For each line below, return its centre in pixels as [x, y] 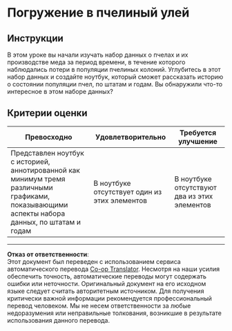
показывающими [39, 205]
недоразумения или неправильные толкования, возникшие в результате [115, 313]
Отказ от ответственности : [48, 254]
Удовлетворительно [131, 137]
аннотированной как [46, 170]
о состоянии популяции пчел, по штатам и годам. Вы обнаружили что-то [115, 84]
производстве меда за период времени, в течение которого [96, 62]
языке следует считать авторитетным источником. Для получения [106, 291]
